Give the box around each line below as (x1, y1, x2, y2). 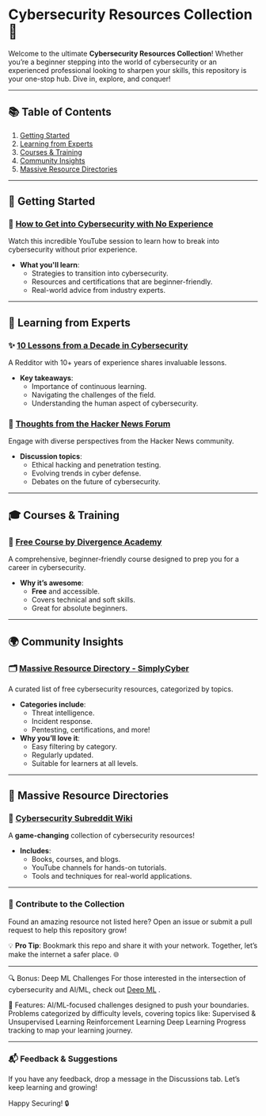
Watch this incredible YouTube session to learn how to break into (8, 237, 220, 246)
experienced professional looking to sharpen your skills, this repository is (8, 65, 247, 75)
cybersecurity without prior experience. (8, 244, 138, 255)
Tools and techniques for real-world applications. (31, 872, 192, 881)
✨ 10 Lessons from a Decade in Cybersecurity (8, 340, 188, 351)
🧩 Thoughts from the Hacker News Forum (8, 418, 171, 429)
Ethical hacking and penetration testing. (31, 460, 161, 470)
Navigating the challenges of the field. (31, 391, 156, 400)
